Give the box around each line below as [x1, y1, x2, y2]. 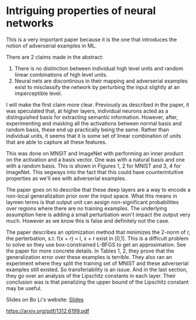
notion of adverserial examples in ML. [6, 42, 97, 49]
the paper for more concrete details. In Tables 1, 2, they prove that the [6, 247, 174, 254]
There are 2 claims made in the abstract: [6, 53, 104, 60]
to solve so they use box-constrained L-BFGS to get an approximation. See [6, 241, 186, 248]
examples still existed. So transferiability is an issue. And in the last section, [6, 265, 188, 273]
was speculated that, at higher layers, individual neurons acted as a [6, 107, 169, 114]
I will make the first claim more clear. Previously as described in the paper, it [6, 101, 190, 108]
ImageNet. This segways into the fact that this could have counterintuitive [6, 168, 184, 175]
